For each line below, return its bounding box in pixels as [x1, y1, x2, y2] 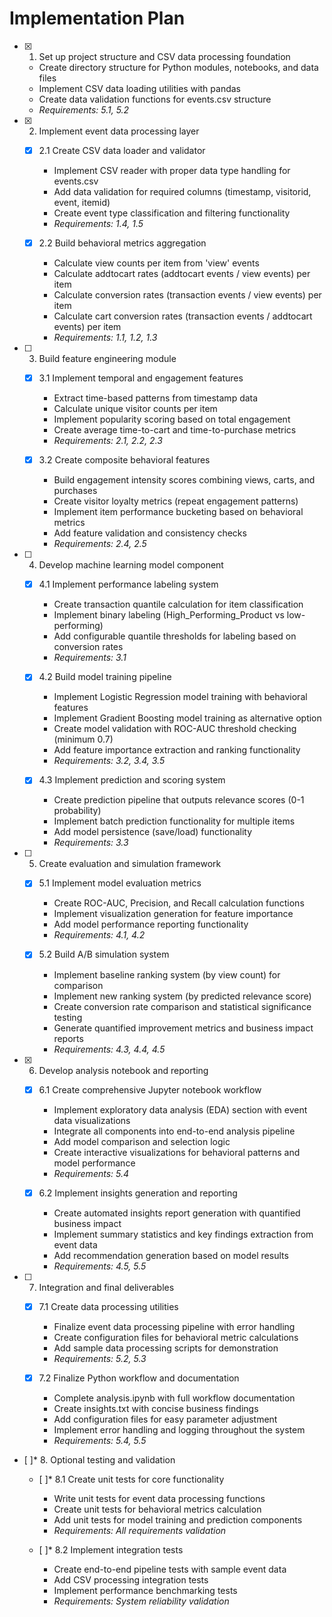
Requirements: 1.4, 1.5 [53, 218, 144, 229]
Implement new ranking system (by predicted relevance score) [53, 990, 312, 1002]
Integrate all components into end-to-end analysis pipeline [53, 1125, 296, 1137]
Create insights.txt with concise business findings [53, 1402, 259, 1414]
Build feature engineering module [38, 353, 177, 365]
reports [53, 1032, 84, 1044]
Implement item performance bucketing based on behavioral [53, 506, 304, 518]
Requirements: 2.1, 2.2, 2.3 [53, 435, 163, 447]
